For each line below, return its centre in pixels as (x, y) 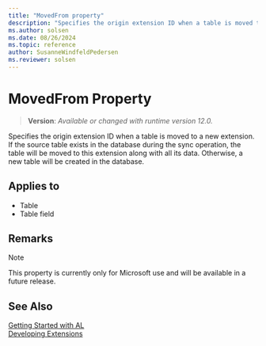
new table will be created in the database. (76, 161)
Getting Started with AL (46, 325)
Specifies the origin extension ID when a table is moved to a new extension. (131, 136)
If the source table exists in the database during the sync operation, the (125, 144)
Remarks (31, 239)
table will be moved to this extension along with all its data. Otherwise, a (125, 153)
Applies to (34, 186)
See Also (30, 306)
